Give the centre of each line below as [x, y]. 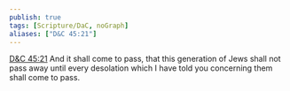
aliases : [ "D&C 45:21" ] [53, 34]
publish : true [35, 17]
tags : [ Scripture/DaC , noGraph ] [69, 26]
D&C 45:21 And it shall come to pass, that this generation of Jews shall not [145, 59]
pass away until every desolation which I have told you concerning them [141, 68]
